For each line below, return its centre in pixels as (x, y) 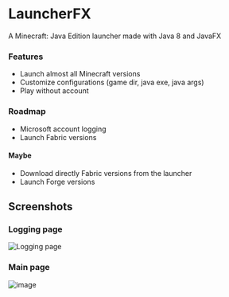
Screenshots (41, 207)
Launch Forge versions (57, 182)
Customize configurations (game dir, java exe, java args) (112, 82)
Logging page (35, 229)
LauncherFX (50, 14)
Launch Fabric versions (58, 137)
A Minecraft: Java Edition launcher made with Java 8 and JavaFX (115, 36)
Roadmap (27, 111)
